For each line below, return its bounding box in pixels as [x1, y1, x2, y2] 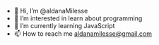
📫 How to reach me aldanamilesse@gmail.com [13, 30, 152, 38]
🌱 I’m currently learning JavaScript [13, 22, 115, 30]
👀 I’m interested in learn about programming [13, 14, 143, 22]
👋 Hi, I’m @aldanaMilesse [13, 7, 88, 15]
